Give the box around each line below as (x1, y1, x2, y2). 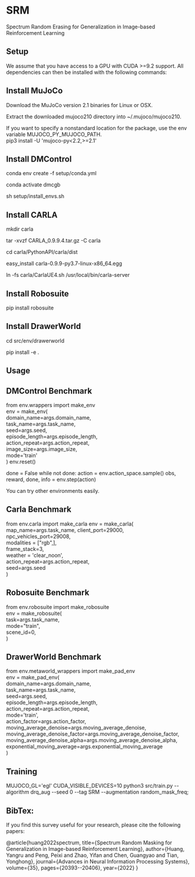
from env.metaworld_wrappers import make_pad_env (6, 668, 135, 675)
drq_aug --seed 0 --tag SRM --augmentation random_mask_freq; (30, 788, 189, 796)
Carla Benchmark (6, 504, 72, 515)
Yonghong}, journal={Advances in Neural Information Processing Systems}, (6, 858, 190, 865)
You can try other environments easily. (6, 488, 100, 495)
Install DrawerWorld (6, 321, 81, 331)
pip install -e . (6, 349, 39, 356)
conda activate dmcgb (6, 181, 61, 188)
